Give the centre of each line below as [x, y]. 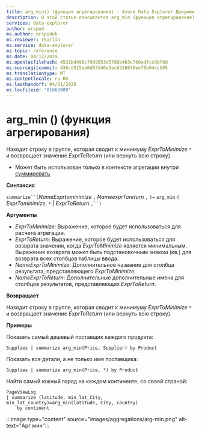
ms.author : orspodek [32, 34]
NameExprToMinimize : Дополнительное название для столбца [94, 264]
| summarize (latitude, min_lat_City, [55, 397]
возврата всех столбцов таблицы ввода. [67, 258]
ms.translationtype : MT [36, 73]
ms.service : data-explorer [40, 46]
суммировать [32, 173]
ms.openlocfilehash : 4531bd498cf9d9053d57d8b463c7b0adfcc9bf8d [87, 62]
